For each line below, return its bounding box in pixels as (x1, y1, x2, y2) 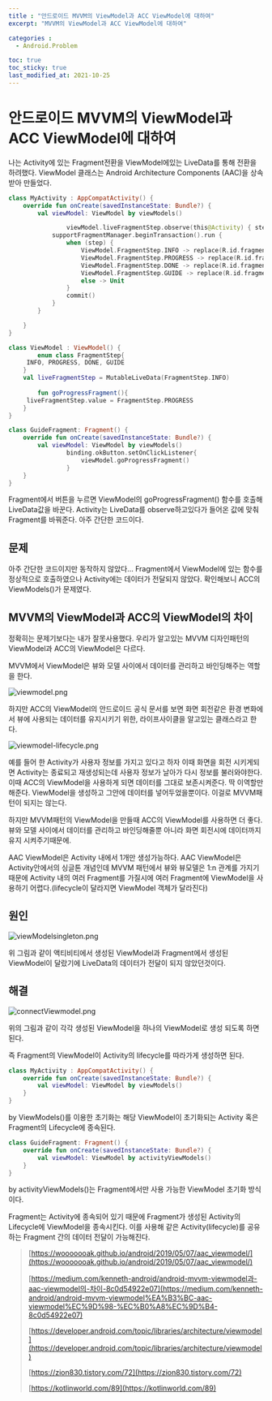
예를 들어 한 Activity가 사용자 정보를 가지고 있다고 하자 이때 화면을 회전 (8, 757, 232, 767)
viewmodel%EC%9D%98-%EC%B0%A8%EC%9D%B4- (28, 1302, 219, 1312)
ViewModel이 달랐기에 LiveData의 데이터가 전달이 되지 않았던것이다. (8, 958, 227, 968)
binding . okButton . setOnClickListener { (66, 449, 198, 457)
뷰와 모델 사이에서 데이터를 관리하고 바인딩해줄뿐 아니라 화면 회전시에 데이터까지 (8, 826, 261, 835)
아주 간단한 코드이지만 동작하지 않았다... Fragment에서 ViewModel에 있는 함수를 (8, 564, 263, 574)
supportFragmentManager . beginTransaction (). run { (51, 231, 223, 239)
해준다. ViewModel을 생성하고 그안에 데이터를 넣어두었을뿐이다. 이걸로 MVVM (8, 788, 257, 798)
